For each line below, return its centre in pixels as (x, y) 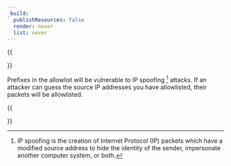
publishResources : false (49, 20)
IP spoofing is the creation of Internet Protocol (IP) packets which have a (120, 141)
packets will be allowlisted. (45, 94)
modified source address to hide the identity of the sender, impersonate (119, 147)
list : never (31, 33)
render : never (33, 26)
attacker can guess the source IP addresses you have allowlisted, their (107, 87)
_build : (18, 13)
